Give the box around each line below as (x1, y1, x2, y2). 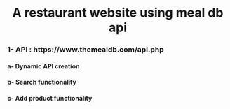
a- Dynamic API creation (7, 61, 80, 71)
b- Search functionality (7, 78, 77, 87)
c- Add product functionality (7, 94, 93, 102)
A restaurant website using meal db (12, 5, 224, 21)
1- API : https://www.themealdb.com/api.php (7, 45, 165, 54)
